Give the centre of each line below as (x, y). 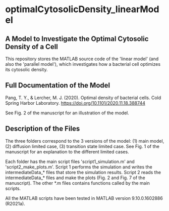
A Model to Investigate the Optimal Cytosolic (77, 39)
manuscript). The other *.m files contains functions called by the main (78, 183)
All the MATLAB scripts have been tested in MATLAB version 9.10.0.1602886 (84, 198)
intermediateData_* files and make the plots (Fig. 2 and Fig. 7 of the (75, 178)
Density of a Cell (32, 47)
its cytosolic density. (26, 70)
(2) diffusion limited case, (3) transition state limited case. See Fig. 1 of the (82, 146)
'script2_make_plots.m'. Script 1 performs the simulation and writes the (79, 167)
